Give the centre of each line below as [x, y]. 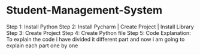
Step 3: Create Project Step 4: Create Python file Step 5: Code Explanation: [99, 33]
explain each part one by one [42, 46]
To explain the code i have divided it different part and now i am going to [96, 39]
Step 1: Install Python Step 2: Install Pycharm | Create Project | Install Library [100, 27]
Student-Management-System [84, 10]
